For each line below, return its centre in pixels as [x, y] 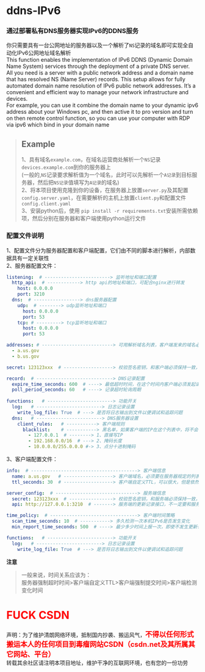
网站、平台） [34, 654]
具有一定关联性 [30, 258]
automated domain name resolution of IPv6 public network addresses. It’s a [101, 86]
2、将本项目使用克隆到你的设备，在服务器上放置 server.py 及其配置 [105, 190]
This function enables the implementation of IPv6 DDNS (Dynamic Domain [100, 60]
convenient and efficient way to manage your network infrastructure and [98, 92]
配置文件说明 [25, 236]
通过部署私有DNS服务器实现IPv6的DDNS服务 [73, 31]
